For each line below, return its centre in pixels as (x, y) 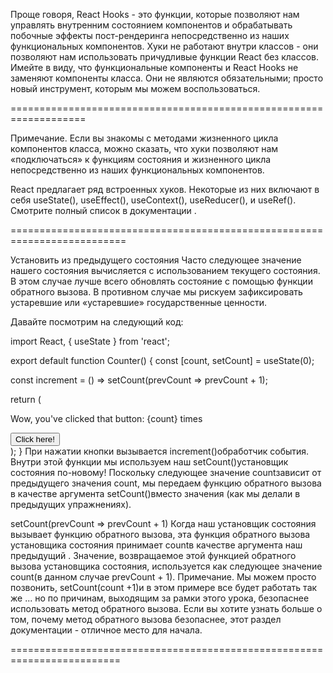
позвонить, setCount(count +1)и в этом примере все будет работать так (164, 587)
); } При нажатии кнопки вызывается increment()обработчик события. (160, 451)
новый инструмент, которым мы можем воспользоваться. (135, 88)
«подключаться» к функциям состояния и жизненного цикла (141, 159)
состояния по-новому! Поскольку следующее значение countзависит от (166, 472)
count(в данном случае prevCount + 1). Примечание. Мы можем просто (163, 577)
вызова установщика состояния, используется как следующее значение (166, 566)
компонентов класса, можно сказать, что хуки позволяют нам (144, 148)
